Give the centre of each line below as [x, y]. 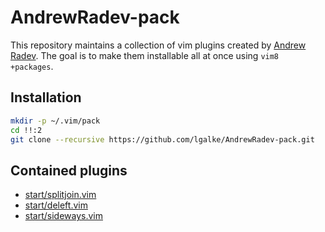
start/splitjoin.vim [60, 195]
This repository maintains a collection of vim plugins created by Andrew [158, 45]
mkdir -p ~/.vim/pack [55, 121]
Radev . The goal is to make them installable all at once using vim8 [145, 55]
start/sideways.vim [63, 216]
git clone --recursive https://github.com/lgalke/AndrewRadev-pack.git [162, 139]
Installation [46, 97]
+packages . [32, 66]
